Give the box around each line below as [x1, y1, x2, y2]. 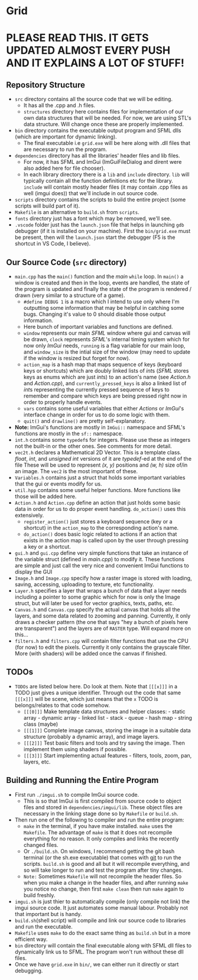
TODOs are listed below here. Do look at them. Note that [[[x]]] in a [14, 683, 178, 690]
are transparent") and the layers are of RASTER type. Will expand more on [14, 625, 191, 632]
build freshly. [23, 891, 56, 898]
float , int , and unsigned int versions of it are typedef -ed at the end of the [14, 455, 192, 462]
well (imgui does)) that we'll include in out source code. [23, 190, 158, 197]
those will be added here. [14, 493, 77, 500]
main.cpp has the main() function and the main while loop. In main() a [14, 273, 184, 280]
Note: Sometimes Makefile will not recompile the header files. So [23, 872, 182, 879]
